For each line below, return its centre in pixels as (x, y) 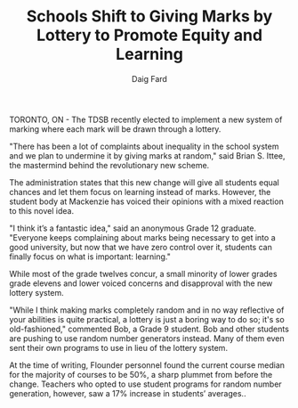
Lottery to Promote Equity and (149, 35)
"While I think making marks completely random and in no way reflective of (147, 310)
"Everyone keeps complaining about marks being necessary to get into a (142, 237)
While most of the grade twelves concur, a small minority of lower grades (143, 273)
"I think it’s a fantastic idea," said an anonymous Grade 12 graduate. (133, 228)
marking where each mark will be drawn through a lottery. (115, 129)
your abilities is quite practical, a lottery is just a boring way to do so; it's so (147, 319)
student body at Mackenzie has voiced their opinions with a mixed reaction (147, 201)
